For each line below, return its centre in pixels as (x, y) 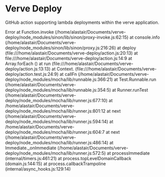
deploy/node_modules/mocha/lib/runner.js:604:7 (55, 132)
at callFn (68, 74)
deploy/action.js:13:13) (28, 69)
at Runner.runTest (130, 90)
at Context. (63, 69)
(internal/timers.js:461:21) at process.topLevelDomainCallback (68, 158)
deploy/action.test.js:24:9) (32, 74)
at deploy (127, 48)
